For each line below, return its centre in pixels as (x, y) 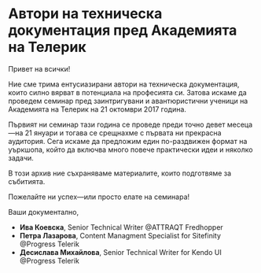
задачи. (21, 157)
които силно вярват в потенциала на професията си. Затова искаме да (128, 92)
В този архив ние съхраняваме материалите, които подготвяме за (120, 173)
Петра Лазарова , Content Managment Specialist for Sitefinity (120, 235)
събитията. (27, 181)
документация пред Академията (123, 30)
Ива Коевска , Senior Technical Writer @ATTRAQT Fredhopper (121, 227)
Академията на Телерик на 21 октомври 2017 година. (97, 109)
